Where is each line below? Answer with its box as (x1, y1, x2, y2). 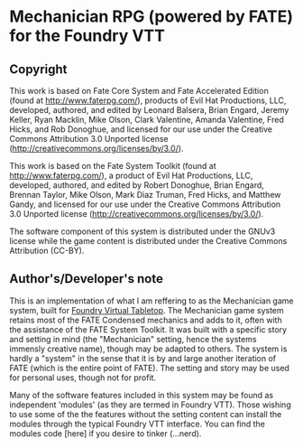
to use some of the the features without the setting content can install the (9, 408, 282, 419)
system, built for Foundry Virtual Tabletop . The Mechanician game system (9, 304, 284, 315)
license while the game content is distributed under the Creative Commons (9, 236, 288, 246)
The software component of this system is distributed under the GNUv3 (9, 226, 276, 237)
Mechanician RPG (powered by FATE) (9, 6, 293, 27)
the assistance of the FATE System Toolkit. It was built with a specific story (9, 323, 287, 335)
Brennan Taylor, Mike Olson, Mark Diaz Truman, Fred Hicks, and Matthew (9, 190, 281, 200)
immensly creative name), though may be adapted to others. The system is (9, 343, 288, 354)
